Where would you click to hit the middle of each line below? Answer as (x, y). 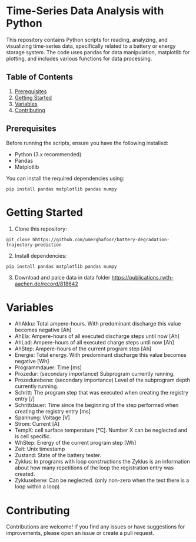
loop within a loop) (37, 487)
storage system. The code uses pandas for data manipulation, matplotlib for (98, 52)
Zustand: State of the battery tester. (58, 455)
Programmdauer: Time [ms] (48, 367)
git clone (18, 239)
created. (25, 474)
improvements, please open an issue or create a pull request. (80, 533)
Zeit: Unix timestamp (40, 449)
